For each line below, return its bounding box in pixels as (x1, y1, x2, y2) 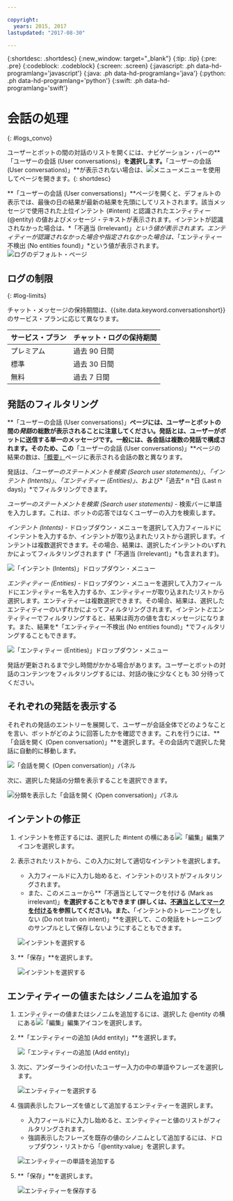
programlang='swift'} (7, 84, 68, 93)
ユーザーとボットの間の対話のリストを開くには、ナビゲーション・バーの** (7, 148, 220, 157)
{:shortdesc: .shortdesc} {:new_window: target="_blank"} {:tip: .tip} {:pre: (7, 54, 217, 63)
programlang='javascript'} (7, 69, 82, 77)
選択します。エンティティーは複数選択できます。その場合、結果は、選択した (7, 596, 225, 604)
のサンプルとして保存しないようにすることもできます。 (27, 923, 186, 932)
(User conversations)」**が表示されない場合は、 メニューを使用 (7, 166, 221, 174)
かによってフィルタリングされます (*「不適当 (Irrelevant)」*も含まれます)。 (7, 549, 223, 558)
